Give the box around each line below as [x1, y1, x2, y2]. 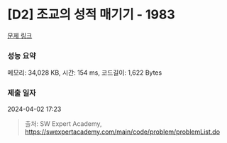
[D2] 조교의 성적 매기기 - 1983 [7, 6, 175, 23]
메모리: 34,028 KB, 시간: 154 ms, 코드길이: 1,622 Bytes [7, 68, 162, 77]
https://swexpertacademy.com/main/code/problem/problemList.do [24, 127, 221, 136]
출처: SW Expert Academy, [24, 119, 102, 128]
